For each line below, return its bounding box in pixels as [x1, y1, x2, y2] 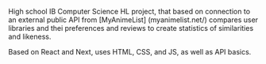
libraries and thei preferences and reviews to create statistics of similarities [8, 24, 254, 32]
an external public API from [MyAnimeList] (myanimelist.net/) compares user [8, 15, 259, 24]
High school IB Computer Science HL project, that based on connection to [8, 7, 251, 16]
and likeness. [8, 32, 52, 41]
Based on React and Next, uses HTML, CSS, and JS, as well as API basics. [8, 47, 252, 56]
